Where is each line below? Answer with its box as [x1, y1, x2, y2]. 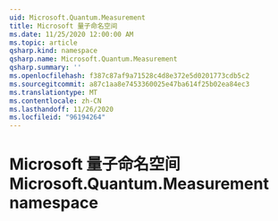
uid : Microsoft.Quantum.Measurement [9, 13, 146, 22]
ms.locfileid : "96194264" [9, 113, 105, 122]
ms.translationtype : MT [9, 88, 98, 97]
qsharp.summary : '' [9, 64, 82, 72]
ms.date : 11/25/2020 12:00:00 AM [9, 30, 134, 38]
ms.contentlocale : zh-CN [9, 96, 102, 106]
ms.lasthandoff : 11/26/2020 [9, 105, 114, 114]
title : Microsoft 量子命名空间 [9, 21, 118, 30]
